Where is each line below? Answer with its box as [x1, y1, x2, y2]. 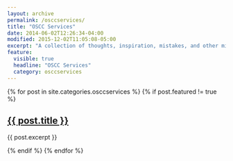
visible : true [13, 56, 54, 62]
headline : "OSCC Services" [13, 62, 92, 69]
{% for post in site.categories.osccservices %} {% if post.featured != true [7, 87, 217, 96]
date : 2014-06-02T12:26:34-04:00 [7, 29, 104, 37]
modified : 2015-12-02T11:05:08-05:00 [7, 36, 116, 43]
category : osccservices [13, 68, 82, 75]
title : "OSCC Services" [7, 23, 76, 30]
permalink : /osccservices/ [7, 17, 85, 24]
